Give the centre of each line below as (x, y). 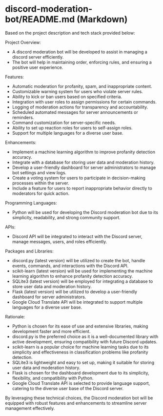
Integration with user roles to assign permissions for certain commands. (84, 102)
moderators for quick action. (41, 193)
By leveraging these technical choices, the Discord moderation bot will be (79, 398)
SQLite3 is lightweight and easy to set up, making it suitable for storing (83, 362)
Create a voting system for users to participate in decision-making (79, 178)
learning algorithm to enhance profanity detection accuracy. (72, 276)
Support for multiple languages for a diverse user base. (68, 133)
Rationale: (15, 316)
